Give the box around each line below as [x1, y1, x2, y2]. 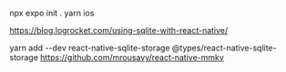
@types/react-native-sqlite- [171, 42, 277, 53]
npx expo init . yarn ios [9, 8, 95, 18]
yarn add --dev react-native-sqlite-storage [9, 42, 170, 53]
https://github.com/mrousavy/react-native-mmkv [40, 52, 225, 62]
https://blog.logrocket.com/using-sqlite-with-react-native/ [9, 25, 229, 35]
